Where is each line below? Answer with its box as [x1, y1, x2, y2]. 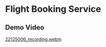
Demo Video [5, 23, 44, 32]
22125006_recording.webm [5, 36, 61, 42]
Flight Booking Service [5, 3, 101, 15]
